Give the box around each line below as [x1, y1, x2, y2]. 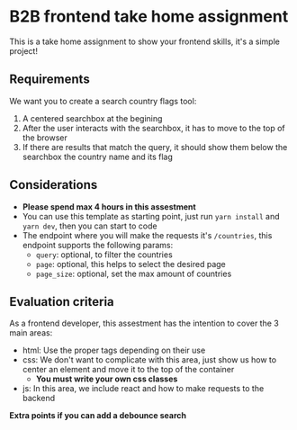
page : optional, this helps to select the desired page [35, 258, 227, 269]
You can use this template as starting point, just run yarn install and [22, 211, 281, 221]
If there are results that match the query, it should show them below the [22, 141, 288, 152]
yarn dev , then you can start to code [22, 220, 157, 231]
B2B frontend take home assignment [9, 6, 289, 27]
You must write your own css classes [35, 373, 178, 384]
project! [9, 45, 39, 56]
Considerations [9, 177, 98, 193]
